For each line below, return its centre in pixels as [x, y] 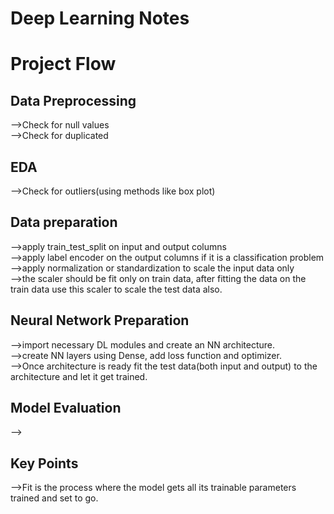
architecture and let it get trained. [79, 376]
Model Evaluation [66, 408]
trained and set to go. [54, 498]
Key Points [44, 463]
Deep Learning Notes [100, 18]
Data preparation [64, 222]
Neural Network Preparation [100, 320]
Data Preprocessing [73, 100]
